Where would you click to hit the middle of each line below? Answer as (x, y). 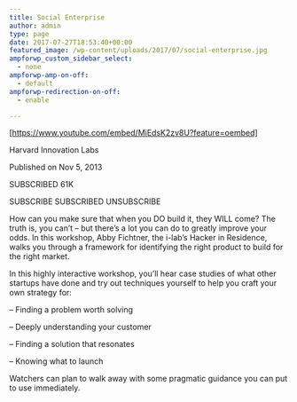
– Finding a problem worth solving (71, 310)
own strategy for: (41, 293)
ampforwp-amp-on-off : (49, 75)
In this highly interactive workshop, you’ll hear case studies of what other (143, 274)
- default (35, 83)
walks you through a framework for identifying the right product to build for (146, 247)
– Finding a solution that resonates (72, 344)
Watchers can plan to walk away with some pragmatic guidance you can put (148, 379)
